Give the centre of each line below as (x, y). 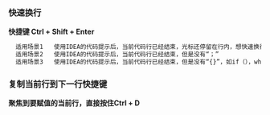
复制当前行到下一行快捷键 (58, 84)
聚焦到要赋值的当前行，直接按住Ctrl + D (74, 103)
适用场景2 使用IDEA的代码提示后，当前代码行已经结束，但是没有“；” (117, 55)
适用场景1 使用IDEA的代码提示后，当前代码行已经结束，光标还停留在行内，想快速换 (137, 47)
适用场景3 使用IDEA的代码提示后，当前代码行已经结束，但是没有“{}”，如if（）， (135, 62)
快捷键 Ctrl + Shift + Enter (51, 32)
